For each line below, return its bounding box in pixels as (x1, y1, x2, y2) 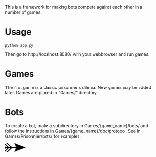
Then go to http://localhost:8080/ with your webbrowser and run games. (5, 51, 150, 57)
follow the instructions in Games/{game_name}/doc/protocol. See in (5, 128, 140, 134)
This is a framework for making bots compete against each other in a (5, 4, 143, 10)
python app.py (5, 43, 34, 48)
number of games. (5, 9, 42, 15)
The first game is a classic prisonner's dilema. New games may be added (5, 85, 152, 90)
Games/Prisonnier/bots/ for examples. (5, 133, 81, 139)
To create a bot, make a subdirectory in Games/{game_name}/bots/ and (5, 122, 149, 128)
